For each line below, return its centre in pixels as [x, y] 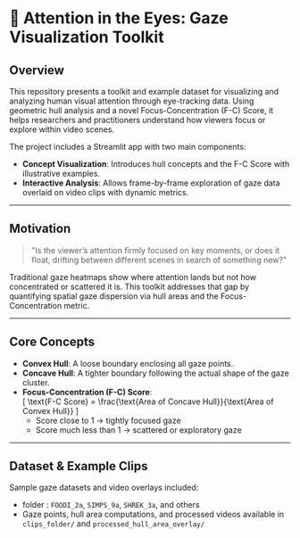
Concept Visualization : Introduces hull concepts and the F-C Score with [156, 164]
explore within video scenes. [62, 129]
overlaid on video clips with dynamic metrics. [105, 192]
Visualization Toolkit [87, 37]
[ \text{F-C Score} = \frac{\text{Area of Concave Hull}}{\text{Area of [148, 401]
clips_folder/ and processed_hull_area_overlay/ [113, 524]
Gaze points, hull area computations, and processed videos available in [153, 514]
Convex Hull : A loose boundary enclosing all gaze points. [128, 363]
